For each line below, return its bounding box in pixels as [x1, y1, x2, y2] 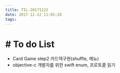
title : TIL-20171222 [5, 7, 49, 13]
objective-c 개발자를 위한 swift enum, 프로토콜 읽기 [12, 62, 116, 68]
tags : [5, 17, 17, 22]
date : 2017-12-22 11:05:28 [5, 12, 62, 17]
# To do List [5, 38, 54, 50]
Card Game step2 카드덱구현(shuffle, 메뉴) [12, 56, 99, 62]
